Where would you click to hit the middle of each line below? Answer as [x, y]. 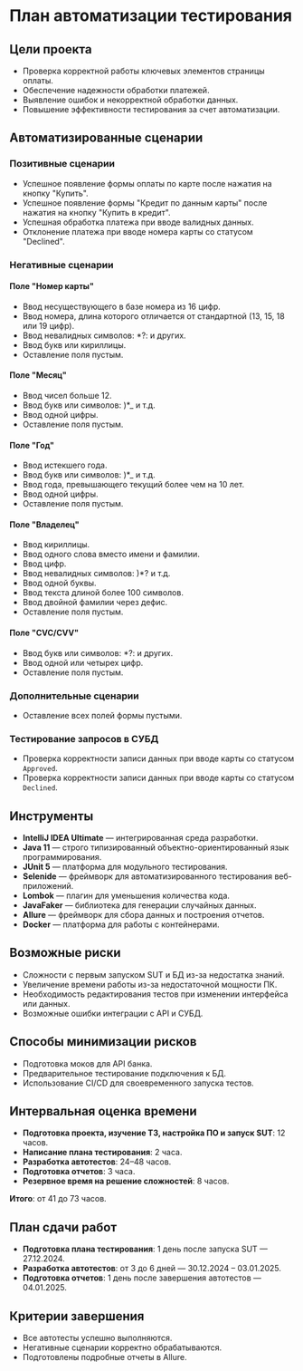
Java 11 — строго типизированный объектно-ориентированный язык [156, 847]
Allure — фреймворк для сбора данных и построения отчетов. [143, 915]
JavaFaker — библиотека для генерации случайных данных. [139, 905]
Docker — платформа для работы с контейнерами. [121, 924]
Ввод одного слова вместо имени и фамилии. [111, 555]
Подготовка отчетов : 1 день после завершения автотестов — [142, 1278]
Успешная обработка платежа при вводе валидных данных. [138, 222]
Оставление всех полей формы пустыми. [102, 715]
